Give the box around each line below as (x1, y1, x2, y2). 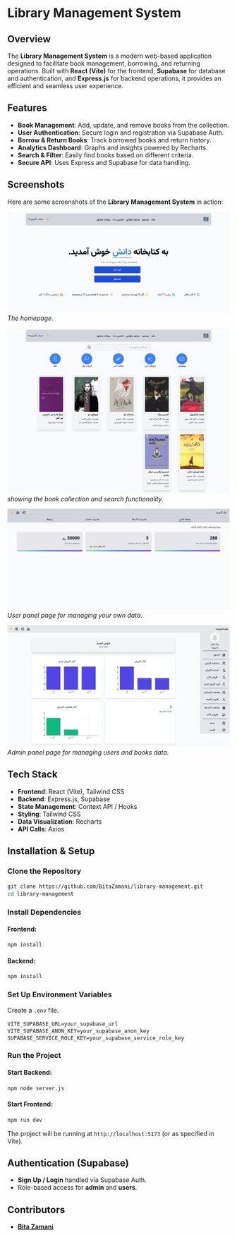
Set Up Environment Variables (7, 989, 112, 999)
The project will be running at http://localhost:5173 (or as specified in (7, 1129, 214, 1138)
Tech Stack (7, 769, 58, 781)
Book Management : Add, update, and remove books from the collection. (17, 121, 229, 129)
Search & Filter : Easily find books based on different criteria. (17, 150, 194, 159)
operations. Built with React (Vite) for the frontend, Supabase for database (7, 67, 226, 75)
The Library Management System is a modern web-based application (7, 51, 212, 60)
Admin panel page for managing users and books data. (7, 748, 169, 756)
